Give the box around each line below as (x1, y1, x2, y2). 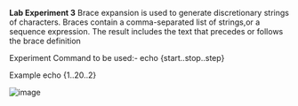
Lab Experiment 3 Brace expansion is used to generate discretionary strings (9, 8, 289, 18)
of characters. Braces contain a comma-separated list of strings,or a (9, 17, 261, 27)
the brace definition (9, 35, 82, 46)
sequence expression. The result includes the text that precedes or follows (9, 26, 284, 36)
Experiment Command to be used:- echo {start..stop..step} (9, 53, 225, 63)
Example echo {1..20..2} (9, 70, 97, 80)
